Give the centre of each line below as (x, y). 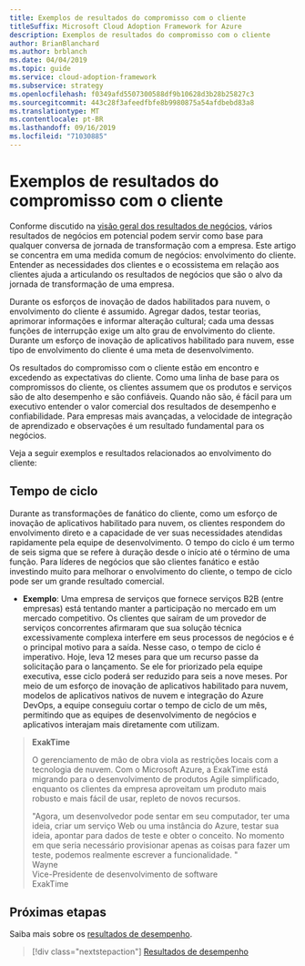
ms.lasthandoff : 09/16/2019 (63, 128)
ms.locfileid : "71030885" (58, 137)
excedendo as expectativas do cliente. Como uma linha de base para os (144, 377)
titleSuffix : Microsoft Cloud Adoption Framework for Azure (126, 26)
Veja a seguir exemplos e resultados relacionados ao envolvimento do (140, 452)
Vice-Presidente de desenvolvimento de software (125, 874)
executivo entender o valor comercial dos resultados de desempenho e (143, 406)
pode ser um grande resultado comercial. (87, 581)
